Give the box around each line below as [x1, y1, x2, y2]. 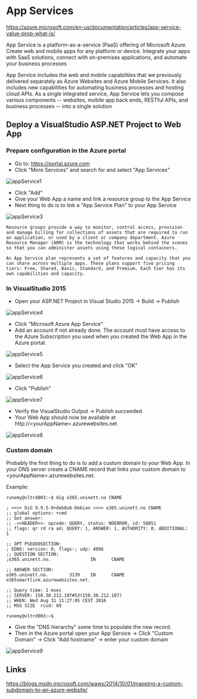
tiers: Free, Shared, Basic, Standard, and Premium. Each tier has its [6, 265, 185, 271]
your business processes [6, 60, 67, 67]
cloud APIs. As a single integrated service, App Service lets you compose [6, 90, 184, 97]
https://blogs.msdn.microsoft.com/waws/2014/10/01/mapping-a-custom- [6, 680, 183, 687]
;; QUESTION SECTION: [6, 551, 59, 557]
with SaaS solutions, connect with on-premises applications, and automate [6, 54, 187, 61]
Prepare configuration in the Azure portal [6, 147, 126, 155]
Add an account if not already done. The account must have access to [14, 327, 185, 334]
